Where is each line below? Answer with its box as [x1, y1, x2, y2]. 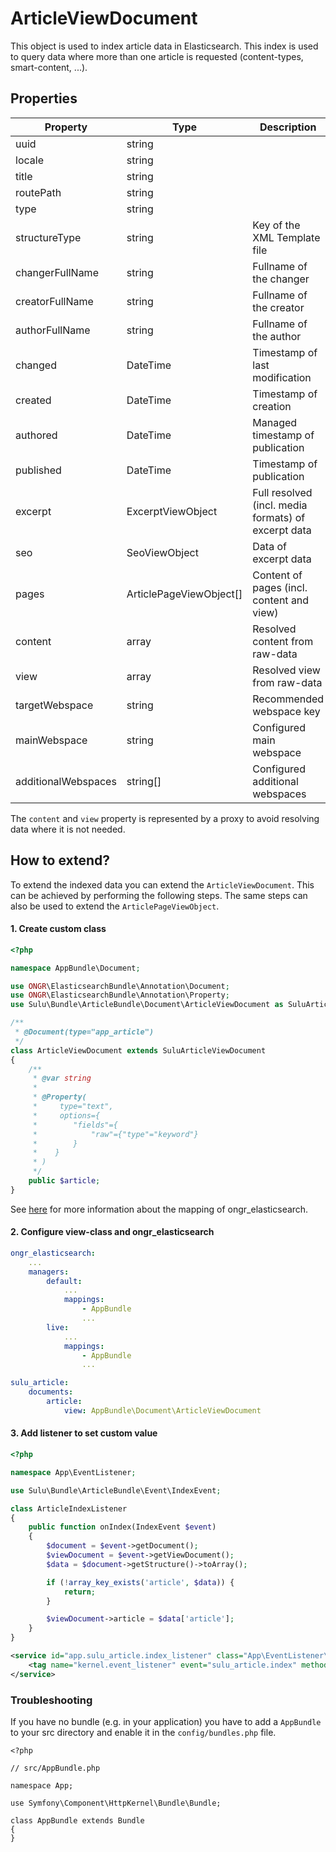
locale [15, 153, 44, 167]
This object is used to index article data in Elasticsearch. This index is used [10, 40, 319, 52]
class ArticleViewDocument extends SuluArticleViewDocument [10, 1045, 267, 1056]
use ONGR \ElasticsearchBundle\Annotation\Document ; [10, 981, 230, 991]
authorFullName [15, 323, 91, 337]
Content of [252, 568, 303, 582]
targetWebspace [15, 698, 94, 712]
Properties [10, 90, 78, 107]
